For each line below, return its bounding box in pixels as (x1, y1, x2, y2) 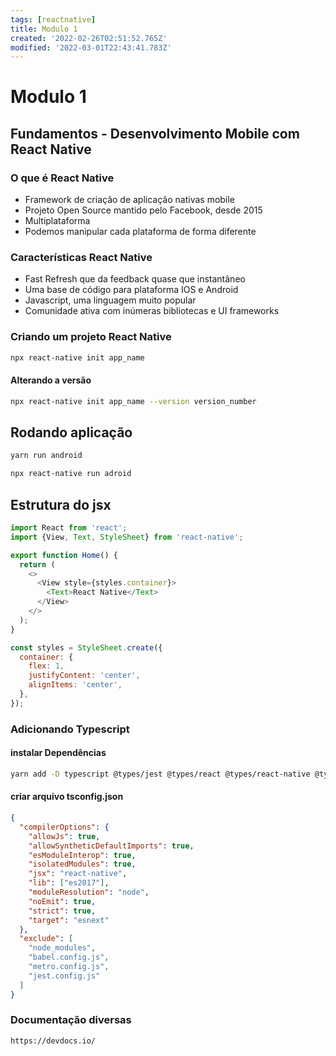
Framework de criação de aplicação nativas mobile (24, 194, 235, 206)
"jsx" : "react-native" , (28, 869, 128, 879)
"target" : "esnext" (28, 915, 110, 925)
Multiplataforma (24, 215, 91, 227)
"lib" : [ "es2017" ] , (28, 878, 110, 888)
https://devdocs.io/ (10, 1036, 97, 1046)
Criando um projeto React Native (10, 330, 172, 344)
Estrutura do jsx (10, 496, 112, 513)
